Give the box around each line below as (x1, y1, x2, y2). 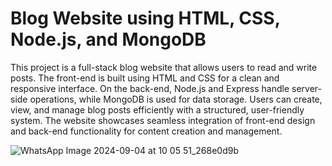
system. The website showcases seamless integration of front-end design (10, 114, 316, 126)
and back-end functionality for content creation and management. (10, 125, 283, 137)
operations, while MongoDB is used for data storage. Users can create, (29, 93, 323, 105)
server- (291, 82, 322, 94)
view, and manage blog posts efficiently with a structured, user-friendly (10, 103, 305, 116)
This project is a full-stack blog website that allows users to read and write (10, 61, 318, 73)
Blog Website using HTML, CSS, (10, 7, 281, 30)
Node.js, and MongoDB (10, 28, 207, 51)
